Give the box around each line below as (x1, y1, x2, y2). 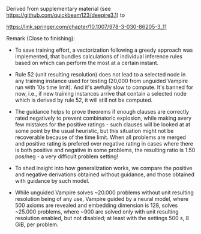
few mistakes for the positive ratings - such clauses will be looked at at (14, 121, 191, 128)
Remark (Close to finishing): (6, 35, 75, 42)
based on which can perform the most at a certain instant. (14, 60, 159, 66)
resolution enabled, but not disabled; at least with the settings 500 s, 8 (14, 215, 190, 221)
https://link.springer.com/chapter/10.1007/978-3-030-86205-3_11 (6, 23, 167, 30)
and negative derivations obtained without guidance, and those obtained (14, 171, 195, 178)
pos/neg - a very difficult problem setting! (14, 153, 119, 160)
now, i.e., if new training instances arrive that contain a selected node (14, 90, 187, 97)
